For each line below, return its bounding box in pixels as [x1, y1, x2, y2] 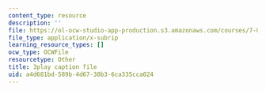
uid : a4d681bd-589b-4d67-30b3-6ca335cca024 [8, 70, 154, 78]
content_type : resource [8, 11, 87, 20]
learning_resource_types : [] [8, 41, 104, 49]
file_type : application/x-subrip [8, 33, 119, 42]
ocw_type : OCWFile [8, 48, 69, 56]
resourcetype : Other [8, 56, 77, 64]
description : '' [8, 19, 62, 27]
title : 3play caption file [8, 63, 97, 71]
